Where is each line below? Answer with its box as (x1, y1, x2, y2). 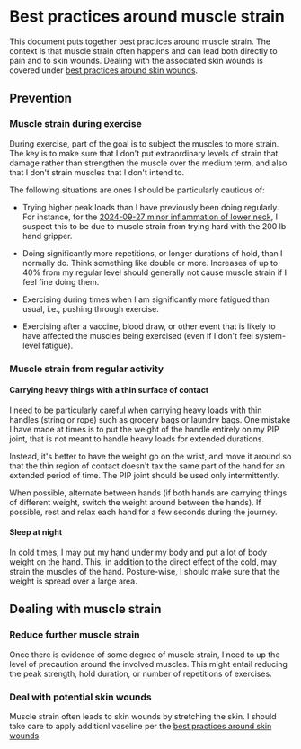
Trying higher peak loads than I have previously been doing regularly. (22, 201, 279, 212)
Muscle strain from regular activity (9, 362, 164, 375)
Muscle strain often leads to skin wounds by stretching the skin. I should (9, 710, 277, 721)
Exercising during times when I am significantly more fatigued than (22, 294, 270, 305)
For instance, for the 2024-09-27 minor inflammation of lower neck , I (22, 211, 279, 222)
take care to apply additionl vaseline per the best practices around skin (9, 720, 272, 731)
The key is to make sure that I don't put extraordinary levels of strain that (9, 147, 279, 158)
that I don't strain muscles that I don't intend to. (9, 166, 185, 177)
